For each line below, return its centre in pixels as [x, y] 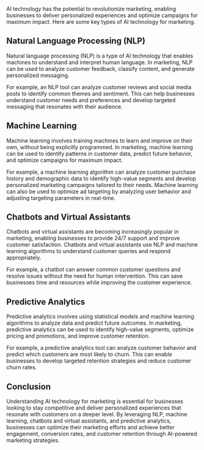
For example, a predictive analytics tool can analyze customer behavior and [101, 348]
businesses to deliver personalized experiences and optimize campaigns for [102, 15]
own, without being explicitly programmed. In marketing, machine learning [100, 147]
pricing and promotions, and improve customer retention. [78, 336]
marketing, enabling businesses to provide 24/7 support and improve [93, 238]
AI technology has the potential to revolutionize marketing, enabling [91, 9]
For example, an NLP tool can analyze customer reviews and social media [99, 87]
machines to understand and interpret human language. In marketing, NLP [100, 62]
